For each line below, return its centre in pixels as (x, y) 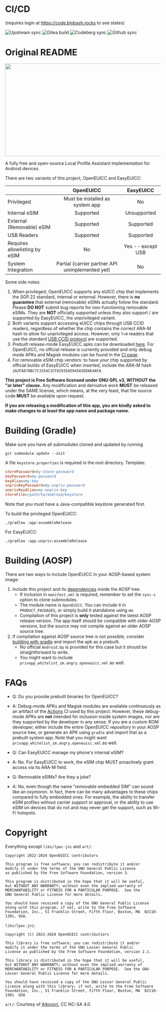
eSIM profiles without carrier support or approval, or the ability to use (83, 802)
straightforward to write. (44, 652)
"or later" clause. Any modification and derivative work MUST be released (82, 385)
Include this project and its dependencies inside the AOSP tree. (77, 589)
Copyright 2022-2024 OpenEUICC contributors (52, 855)
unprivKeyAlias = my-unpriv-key (36, 490)
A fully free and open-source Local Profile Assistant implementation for (78, 163)
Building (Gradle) (41, 431)
